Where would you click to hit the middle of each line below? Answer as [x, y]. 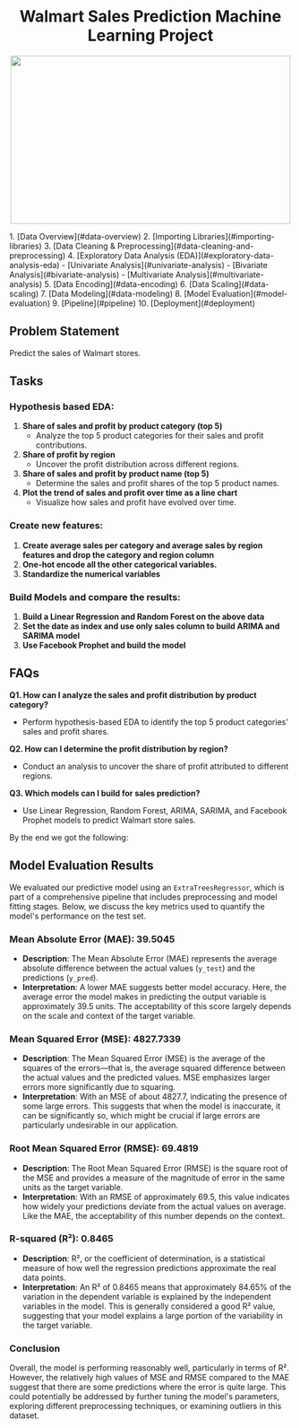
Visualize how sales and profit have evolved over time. [136, 502]
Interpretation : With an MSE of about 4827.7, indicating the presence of [154, 1097]
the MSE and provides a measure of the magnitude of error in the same [153, 1178]
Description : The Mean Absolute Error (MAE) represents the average [150, 958]
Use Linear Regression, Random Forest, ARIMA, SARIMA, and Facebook [154, 810]
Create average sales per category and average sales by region [142, 545]
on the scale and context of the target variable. [109, 1015]
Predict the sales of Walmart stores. [75, 353]
